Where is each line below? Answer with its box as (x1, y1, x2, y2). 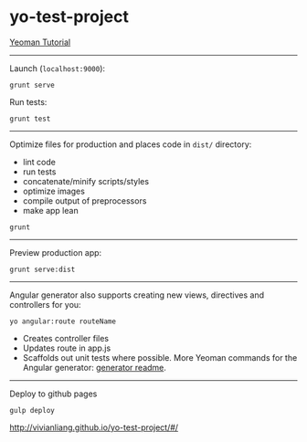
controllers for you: (9, 299, 81, 310)
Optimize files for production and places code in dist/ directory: (9, 139, 252, 150)
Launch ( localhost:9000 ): (9, 62, 106, 74)
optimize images (22, 185, 85, 196)
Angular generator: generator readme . (22, 362, 167, 373)
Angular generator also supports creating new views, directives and (9, 289, 265, 300)
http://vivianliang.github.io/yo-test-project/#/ (9, 422, 179, 433)
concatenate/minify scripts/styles (22, 175, 149, 186)
